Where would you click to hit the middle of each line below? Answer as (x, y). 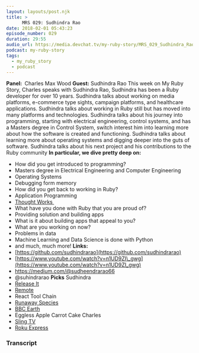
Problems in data (35, 233)
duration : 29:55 (26, 39)
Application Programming (46, 195)
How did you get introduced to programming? (70, 164)
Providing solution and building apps (59, 214)
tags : (13, 56)
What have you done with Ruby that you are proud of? (81, 208)
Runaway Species (36, 303)
